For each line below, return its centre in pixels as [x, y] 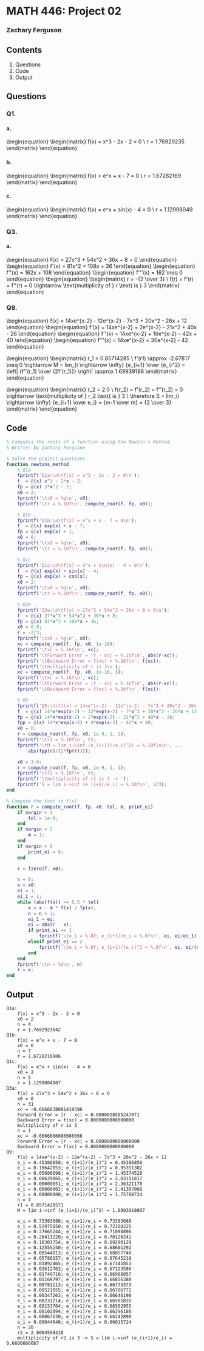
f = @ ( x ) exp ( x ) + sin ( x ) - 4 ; [58, 571]
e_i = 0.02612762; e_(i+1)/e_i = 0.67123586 [74, 1269]
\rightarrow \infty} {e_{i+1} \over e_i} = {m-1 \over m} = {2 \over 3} [89, 403]
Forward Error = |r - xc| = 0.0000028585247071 [78, 1115]
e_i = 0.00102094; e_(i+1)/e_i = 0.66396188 [74, 1312]
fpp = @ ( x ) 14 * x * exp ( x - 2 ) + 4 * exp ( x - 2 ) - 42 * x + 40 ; [85, 723]
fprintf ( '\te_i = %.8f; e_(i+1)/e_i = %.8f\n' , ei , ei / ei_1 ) [118, 936]
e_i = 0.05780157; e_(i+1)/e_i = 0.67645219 [74, 1259]
